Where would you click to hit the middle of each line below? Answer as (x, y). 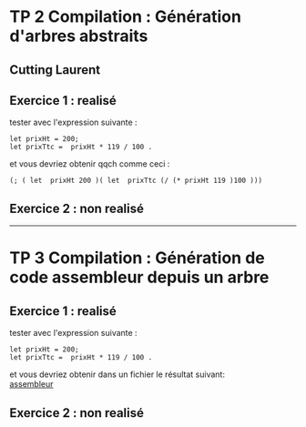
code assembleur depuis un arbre (139, 277)
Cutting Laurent (55, 70)
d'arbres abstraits (79, 36)
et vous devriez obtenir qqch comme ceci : (90, 164)
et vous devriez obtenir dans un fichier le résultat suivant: (117, 374)
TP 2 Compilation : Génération (125, 17)
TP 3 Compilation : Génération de (138, 258)
